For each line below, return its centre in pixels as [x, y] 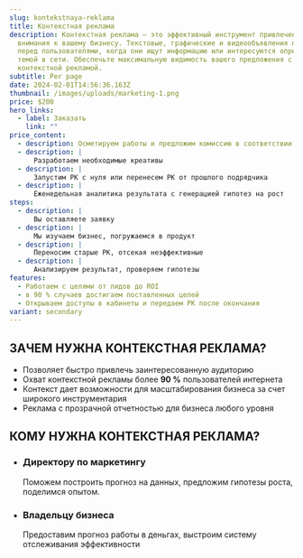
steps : [22, 203]
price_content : [38, 135]
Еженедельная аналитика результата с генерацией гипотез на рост [158, 194]
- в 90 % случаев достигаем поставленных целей [109, 294]
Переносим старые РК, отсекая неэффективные [118, 253]
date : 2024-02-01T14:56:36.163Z [70, 85]
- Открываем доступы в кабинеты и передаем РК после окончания [138, 303]
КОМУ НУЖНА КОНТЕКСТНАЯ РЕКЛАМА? [135, 437]
